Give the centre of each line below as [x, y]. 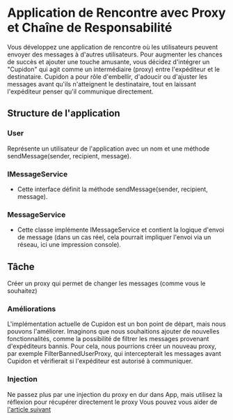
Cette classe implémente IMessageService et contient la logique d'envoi [121, 230]
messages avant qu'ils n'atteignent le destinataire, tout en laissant [102, 84]
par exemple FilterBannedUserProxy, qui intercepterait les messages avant [114, 354]
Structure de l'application [64, 113]
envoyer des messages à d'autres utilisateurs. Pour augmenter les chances [115, 54]
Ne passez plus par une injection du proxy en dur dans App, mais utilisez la [115, 394]
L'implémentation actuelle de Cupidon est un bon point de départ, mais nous [116, 324]
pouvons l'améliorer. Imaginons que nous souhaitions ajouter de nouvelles [113, 331]
